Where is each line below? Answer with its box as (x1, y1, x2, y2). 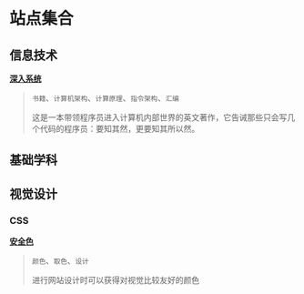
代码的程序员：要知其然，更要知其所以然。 (39, 124, 200, 134)
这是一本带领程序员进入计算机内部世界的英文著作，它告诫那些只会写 (31, 112, 288, 123)
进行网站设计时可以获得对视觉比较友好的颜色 (31, 275, 200, 286)
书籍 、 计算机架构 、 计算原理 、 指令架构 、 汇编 (31, 93, 180, 103)
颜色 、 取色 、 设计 (31, 256, 89, 267)
